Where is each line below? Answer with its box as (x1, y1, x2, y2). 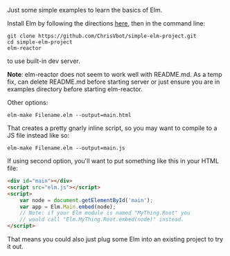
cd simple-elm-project (7, 39, 73, 46)
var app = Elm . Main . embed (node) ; (19, 203, 116, 210)
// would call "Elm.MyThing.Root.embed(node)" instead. (19, 216, 185, 223)
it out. (7, 242, 24, 250)
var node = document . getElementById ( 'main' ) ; (19, 196, 154, 203)
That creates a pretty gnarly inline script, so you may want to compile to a (7, 124, 218, 132)
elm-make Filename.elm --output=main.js (7, 145, 126, 152)
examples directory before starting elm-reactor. (7, 85, 143, 93)
